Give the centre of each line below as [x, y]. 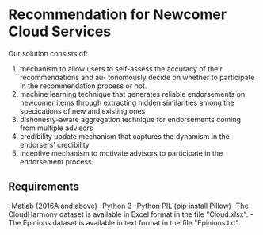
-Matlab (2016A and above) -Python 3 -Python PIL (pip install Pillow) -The [129, 206]
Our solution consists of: [48, 53]
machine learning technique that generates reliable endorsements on [132, 94]
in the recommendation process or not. [83, 86]
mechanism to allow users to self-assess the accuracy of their [121, 68]
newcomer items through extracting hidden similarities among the [127, 102]
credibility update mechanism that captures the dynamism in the [124, 136]
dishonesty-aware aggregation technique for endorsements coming [130, 119]
